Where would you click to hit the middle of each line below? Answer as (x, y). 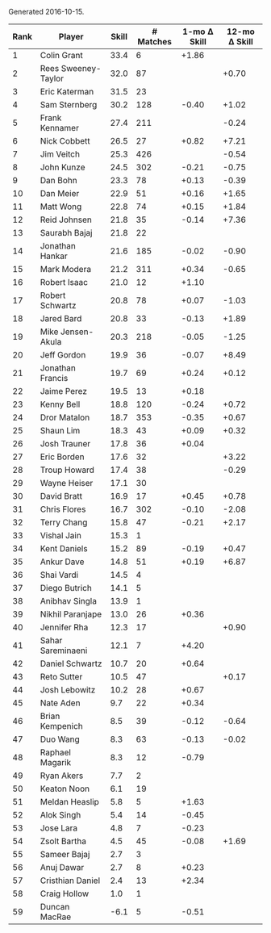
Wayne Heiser (67, 483)
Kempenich (61, 726)
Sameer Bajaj (65, 854)
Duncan (55, 907)
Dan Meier (60, 193)
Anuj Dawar (62, 867)
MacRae (56, 917)
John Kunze (63, 167)
